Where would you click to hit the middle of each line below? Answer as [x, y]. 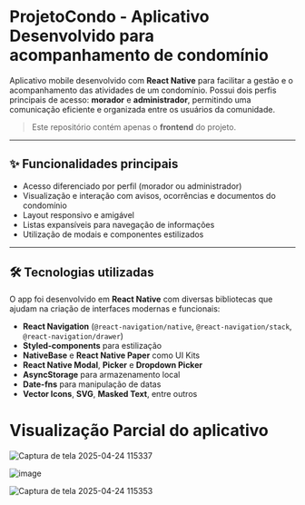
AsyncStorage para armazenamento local [101, 374]
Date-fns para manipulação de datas [92, 384]
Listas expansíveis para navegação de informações [118, 224]
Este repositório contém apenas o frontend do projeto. [134, 127]
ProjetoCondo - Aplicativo [109, 17]
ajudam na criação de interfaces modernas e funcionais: [115, 308]
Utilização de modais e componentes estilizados [113, 234]
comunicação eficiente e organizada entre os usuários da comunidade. [142, 109]
